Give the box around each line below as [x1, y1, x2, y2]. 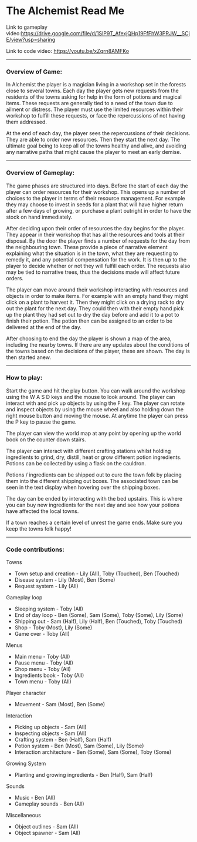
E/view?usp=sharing [6, 36, 56, 43]
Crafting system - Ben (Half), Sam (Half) [14, 736, 112, 743]
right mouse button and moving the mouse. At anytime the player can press [6, 412, 189, 419]
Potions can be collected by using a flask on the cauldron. [6, 459, 147, 467]
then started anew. [6, 354, 52, 361]
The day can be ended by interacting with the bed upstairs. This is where [6, 495, 183, 502]
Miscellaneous [6, 812, 41, 819]
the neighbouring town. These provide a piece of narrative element [6, 243, 168, 250]
